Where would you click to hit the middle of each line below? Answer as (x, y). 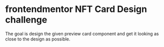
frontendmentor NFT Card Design (76, 9)
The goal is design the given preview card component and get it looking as (82, 33)
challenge (26, 20)
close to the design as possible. (38, 39)
